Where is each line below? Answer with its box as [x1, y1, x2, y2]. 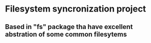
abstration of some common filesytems [5, 30, 127, 38]
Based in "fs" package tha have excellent [5, 23, 133, 31]
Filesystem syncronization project [5, 3, 146, 14]
